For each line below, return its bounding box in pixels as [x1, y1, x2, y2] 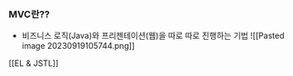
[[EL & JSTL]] [8, 58, 59, 69]
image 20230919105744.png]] [21, 41, 136, 52]
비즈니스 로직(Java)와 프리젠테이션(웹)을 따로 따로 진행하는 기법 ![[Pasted [21, 30, 285, 42]
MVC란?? [8, 7, 51, 20]
